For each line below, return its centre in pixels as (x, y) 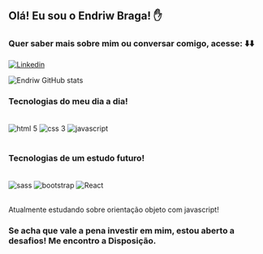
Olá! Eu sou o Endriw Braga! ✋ (85, 16)
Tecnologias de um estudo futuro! (76, 157)
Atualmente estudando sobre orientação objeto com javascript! (114, 209)
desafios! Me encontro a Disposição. (82, 240)
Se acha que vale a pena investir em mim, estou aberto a (122, 230)
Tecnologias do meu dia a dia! (68, 101)
